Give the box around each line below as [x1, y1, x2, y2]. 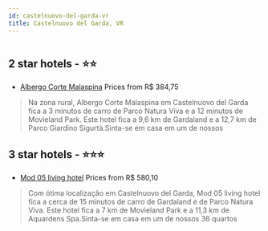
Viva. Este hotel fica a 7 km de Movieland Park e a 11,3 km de [27, 205, 230, 215]
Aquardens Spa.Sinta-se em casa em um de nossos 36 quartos [27, 214, 238, 224]
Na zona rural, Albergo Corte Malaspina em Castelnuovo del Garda [27, 98, 249, 107]
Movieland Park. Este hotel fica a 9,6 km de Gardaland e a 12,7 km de [27, 115, 257, 124]
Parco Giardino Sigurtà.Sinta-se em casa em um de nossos [27, 124, 223, 133]
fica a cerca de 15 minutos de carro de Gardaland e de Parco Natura [27, 197, 254, 207]
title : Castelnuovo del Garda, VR [8, 19, 124, 27]
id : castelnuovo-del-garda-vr [8, 11, 110, 20]
